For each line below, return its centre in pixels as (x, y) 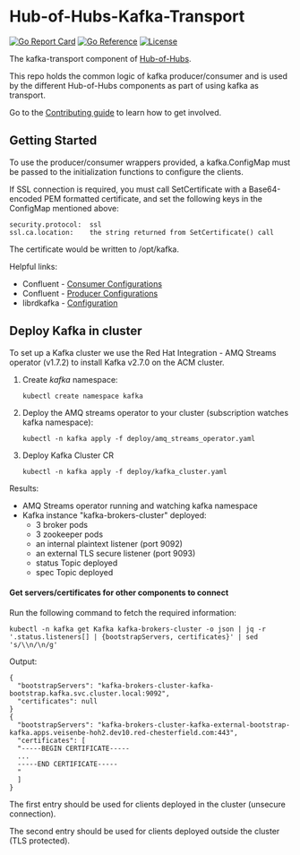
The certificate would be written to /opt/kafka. (94, 249)
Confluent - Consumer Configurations (92, 283)
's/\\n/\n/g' (34, 644)
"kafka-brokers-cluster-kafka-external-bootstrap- (194, 725)
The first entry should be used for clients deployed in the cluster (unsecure (148, 804)
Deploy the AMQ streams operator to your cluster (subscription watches (155, 412)
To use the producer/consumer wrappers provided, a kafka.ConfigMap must (150, 162)
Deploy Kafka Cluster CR (68, 455)
